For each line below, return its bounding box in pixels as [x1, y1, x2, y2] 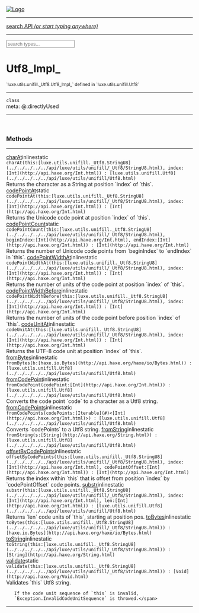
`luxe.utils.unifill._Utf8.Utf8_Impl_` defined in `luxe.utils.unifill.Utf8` [6, 81, 140, 87]
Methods [6, 134, 33, 142]
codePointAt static [6, 187, 50, 194]
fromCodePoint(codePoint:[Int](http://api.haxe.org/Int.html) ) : [6, 382, 171, 388]
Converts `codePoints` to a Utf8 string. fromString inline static [6, 426, 154, 433]
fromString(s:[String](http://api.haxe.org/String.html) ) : [6, 432, 158, 439]
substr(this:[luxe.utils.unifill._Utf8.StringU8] [6, 487, 131, 494]
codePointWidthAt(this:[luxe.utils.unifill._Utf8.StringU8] [6, 260, 158, 266]
